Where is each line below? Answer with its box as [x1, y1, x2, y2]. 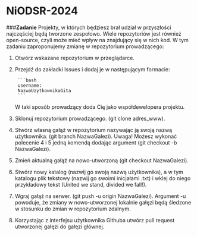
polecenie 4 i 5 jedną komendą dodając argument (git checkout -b [14, 139, 177, 146]
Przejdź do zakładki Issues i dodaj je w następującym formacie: [14, 65, 170, 73]
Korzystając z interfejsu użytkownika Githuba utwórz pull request [14, 216, 174, 224]
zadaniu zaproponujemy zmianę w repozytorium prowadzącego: [6, 43, 164, 50]
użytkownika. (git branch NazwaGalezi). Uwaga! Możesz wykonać [14, 133, 177, 140]
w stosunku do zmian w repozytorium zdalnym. [14, 205, 131, 212]
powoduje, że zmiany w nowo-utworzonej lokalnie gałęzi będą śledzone [14, 199, 192, 206]
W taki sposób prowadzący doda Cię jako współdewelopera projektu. [14, 103, 185, 111]
